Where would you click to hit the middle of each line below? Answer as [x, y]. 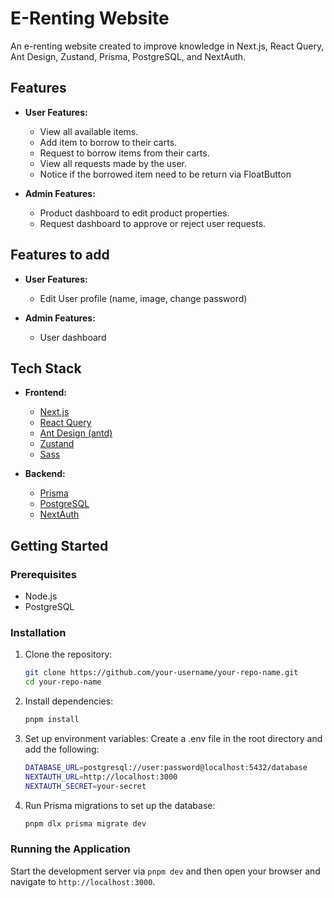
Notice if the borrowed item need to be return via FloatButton [165, 174]
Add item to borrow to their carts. [108, 142]
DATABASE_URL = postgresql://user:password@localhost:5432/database [166, 767]
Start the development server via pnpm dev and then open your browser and [165, 871]
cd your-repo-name [63, 682]
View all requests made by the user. [113, 163]
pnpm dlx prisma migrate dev [85, 823]
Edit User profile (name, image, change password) [143, 298]
